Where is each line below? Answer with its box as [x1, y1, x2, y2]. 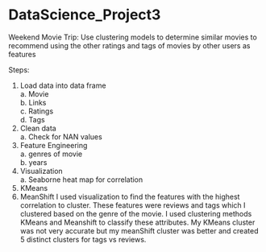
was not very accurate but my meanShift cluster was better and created [19, 225, 259, 235]
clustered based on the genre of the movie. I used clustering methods [19, 209, 252, 218]
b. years [19, 157, 48, 167]
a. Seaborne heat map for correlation [19, 175, 143, 184]
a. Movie [19, 89, 49, 98]
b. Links [19, 97, 47, 107]
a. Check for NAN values [19, 131, 102, 142]
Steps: [8, 64, 30, 74]
